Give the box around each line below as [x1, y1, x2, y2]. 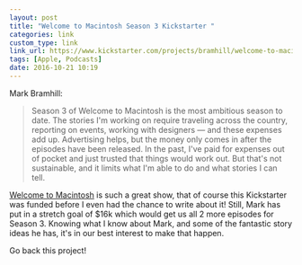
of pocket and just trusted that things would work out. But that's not [31, 153, 282, 163]
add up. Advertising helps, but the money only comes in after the [31, 134, 272, 145]
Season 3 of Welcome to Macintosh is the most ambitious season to [31, 105, 283, 116]
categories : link [9, 30, 75, 39]
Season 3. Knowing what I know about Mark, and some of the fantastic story [9, 217, 293, 229]
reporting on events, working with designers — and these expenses [31, 124, 282, 135]
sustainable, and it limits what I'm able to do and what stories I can [31, 163, 278, 173]
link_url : [9, 47, 47, 56]
